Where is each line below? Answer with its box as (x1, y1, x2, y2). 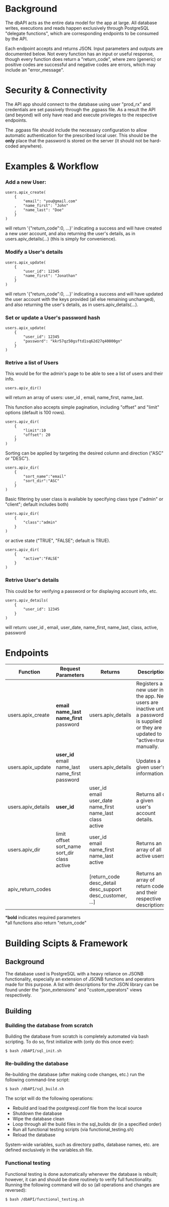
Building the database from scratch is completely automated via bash (5, 1033, 149, 1039)
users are (136, 699, 158, 706)
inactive (136, 705, 155, 712)
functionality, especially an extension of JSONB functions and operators (5, 976, 155, 982)
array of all (136, 846, 162, 853)
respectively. (5, 992, 32, 998)
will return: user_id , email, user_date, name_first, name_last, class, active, (5, 624, 158, 630)
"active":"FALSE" (23, 556, 59, 561)
